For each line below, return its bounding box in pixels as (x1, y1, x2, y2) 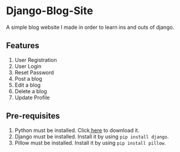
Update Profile (14, 94, 50, 101)
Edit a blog (14, 81, 41, 88)
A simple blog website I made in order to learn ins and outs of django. (6, 24, 175, 31)
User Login (14, 62, 42, 70)
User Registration (14, 56, 57, 63)
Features (6, 41, 39, 51)
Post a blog (14, 75, 42, 82)
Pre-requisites (6, 111, 60, 121)
